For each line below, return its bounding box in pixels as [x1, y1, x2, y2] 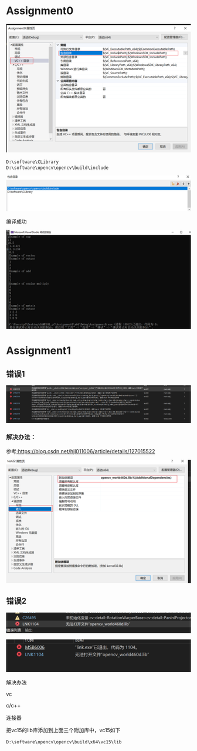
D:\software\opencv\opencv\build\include [6, 165, 109, 171]
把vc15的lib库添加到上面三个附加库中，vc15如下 [6, 726, 121, 733]
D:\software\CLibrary [6, 159, 59, 165]
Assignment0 [6, 4, 74, 18]
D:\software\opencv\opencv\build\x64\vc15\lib [6, 739, 122, 745]
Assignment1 [6, 344, 72, 357]
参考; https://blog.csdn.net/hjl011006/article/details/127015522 [6, 447, 155, 454]
